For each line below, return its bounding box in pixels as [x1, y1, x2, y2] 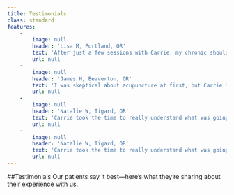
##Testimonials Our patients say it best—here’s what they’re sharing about [7, 172, 221, 180]
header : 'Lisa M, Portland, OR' [32, 43, 127, 50]
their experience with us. [7, 180, 79, 188]
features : [7, 23, 36, 30]
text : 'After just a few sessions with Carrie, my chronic [32, 50, 208, 57]
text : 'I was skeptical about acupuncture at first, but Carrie [32, 82, 223, 89]
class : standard [7, 17, 54, 24]
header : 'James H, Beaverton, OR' [32, 75, 132, 82]
